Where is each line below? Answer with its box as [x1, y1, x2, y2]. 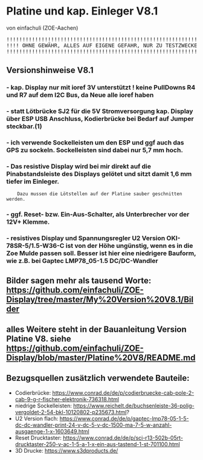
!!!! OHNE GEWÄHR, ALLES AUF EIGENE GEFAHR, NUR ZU [6, 42, 163, 49]
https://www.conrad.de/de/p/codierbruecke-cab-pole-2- [52, 389, 195, 397]
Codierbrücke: [14, 389, 51, 397]
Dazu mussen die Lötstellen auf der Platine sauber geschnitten [17, 191, 182, 197]
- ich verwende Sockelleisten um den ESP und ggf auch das [6, 138, 184, 147]
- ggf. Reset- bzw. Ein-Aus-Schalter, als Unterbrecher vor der [6, 210, 190, 219]
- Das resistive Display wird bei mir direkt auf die [6, 162, 152, 170]
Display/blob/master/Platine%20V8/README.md [6, 352, 196, 363]
